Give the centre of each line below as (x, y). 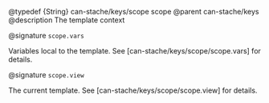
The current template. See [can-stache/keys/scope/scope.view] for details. (133, 90)
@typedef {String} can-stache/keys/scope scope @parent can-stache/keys (134, 12)
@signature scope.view (46, 75)
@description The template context (67, 20)
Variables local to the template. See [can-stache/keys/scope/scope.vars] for (134, 51)
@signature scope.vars (46, 36)
